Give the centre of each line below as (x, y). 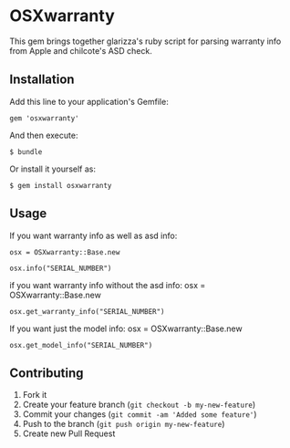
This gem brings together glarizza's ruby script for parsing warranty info (145, 41)
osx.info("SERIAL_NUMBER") (61, 268)
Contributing (47, 373)
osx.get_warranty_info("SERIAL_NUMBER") (88, 311)
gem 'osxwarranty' (44, 118)
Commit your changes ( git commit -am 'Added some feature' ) (140, 414)
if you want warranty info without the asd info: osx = (108, 285)
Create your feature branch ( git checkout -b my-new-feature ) (139, 405)
